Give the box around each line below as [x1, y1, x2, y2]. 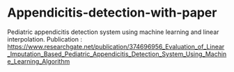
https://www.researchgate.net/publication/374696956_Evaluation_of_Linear [7, 42, 225, 51]
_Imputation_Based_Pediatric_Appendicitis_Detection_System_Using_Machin [7, 50, 227, 58]
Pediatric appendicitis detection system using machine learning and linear [7, 28, 219, 36]
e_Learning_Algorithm [7, 57, 70, 65]
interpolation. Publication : [7, 35, 82, 43]
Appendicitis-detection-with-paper [7, 5, 217, 21]
